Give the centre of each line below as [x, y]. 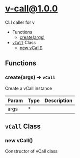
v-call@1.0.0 [31, 9]
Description [58, 101]
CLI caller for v [20, 22]
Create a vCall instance [29, 88]
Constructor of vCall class [31, 151]
